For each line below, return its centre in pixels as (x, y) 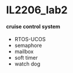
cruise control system (33, 26)
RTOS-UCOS (30, 39)
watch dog (27, 64)
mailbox (24, 52)
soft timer (26, 58)
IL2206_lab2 (37, 10)
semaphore (28, 45)
